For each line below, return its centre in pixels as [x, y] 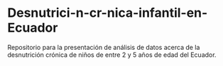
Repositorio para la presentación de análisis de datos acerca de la [104, 47]
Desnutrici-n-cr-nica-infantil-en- [108, 13]
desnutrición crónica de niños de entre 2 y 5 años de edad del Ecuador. [112, 55]
